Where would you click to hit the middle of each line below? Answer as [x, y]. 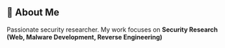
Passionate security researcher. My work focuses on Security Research [112, 29]
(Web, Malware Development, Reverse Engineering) [84, 37]
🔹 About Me [33, 12]
